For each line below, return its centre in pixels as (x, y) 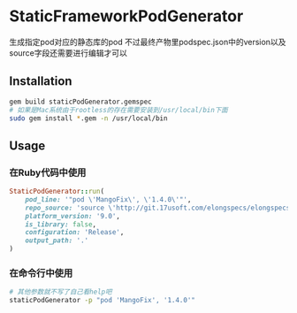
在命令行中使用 (41, 273)
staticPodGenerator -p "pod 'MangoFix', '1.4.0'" (103, 301)
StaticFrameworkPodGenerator (126, 16)
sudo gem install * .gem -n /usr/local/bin (88, 118)
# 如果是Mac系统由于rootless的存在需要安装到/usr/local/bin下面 (118, 110)
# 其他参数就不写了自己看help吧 (61, 292)
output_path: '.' (57, 240)
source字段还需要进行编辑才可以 (69, 53)
